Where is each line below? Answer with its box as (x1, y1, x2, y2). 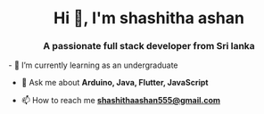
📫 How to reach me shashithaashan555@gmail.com (21, 95, 220, 106)
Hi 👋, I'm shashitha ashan (54, 8, 244, 28)
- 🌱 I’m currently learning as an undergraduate (8, 60, 179, 70)
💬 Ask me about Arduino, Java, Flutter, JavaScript (21, 77, 209, 88)
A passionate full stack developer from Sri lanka (43, 40, 255, 53)
